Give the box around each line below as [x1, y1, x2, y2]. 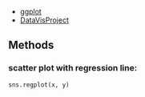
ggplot [19, 7, 42, 16]
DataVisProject [19, 15, 70, 25]
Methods [8, 38, 54, 52]
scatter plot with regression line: [8, 63, 138, 74]
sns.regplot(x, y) [8, 80, 70, 89]
